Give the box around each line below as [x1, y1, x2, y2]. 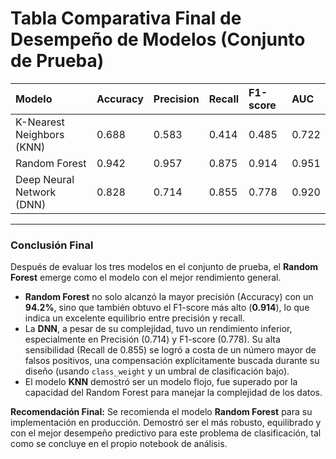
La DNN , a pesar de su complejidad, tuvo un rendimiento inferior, [24, 323, 293, 335]
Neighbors [15, 127, 65, 141]
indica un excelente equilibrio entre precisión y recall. [24, 312, 245, 324]
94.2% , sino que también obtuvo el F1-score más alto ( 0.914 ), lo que [24, 302, 310, 314]
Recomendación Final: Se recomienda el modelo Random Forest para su [10, 406, 313, 418]
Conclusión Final [10, 238, 94, 252]
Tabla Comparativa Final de [10, 7, 242, 30]
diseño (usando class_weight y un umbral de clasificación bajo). [24, 365, 290, 377]
